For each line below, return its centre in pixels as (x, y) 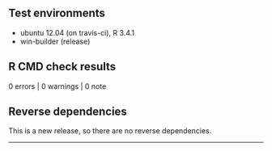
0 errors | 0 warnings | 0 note (57, 86)
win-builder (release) (55, 41)
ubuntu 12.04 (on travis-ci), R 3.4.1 (77, 32)
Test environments (57, 13)
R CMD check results (62, 67)
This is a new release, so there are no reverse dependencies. (110, 131)
